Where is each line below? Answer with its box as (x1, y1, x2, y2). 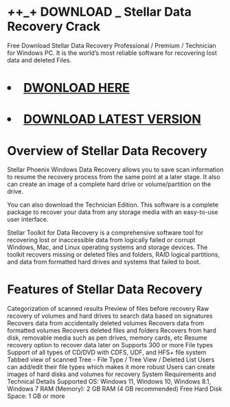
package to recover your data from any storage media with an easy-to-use (7, 208, 218, 216)
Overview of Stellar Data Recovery (7, 143, 208, 159)
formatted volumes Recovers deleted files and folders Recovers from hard (7, 327, 216, 335)
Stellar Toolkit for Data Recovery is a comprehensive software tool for (7, 229, 204, 237)
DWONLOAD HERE (23, 80, 130, 96)
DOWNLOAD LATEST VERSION (23, 111, 201, 127)
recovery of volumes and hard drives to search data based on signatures (7, 312, 213, 320)
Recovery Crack (7, 19, 101, 34)
